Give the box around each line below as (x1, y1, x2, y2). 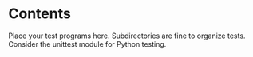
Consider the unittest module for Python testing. (8, 39, 167, 48)
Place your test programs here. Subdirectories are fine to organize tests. (8, 31, 246, 40)
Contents (8, 5, 72, 23)
